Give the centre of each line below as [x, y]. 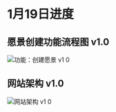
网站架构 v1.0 [36, 84]
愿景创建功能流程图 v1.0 [58, 42]
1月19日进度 [41, 14]
